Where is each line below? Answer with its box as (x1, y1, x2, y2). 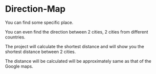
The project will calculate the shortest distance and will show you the (5, 43, 144, 49)
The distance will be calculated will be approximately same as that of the (5, 58, 152, 64)
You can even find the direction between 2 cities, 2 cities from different (5, 29, 148, 35)
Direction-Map (5, 3, 66, 15)
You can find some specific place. (5, 19, 73, 25)
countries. (5, 34, 25, 40)
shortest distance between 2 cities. (5, 49, 76, 55)
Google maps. (5, 63, 33, 69)
